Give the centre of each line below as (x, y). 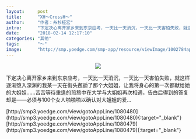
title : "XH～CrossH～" (39, 17)
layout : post (27, 11)
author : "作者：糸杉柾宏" (40, 22)
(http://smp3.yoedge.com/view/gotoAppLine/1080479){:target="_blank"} (94, 130)
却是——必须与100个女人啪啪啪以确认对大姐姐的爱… (69, 99)
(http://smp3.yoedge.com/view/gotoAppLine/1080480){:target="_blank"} (94, 117)
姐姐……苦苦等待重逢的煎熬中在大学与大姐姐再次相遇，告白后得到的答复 (102, 92)
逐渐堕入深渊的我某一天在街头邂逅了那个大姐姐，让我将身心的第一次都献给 (95, 85)
